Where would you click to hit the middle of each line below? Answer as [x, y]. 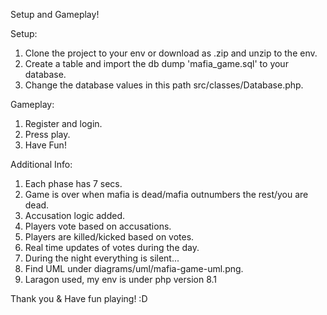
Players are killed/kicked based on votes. [109, 237]
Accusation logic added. [75, 215]
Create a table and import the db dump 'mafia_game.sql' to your [156, 63]
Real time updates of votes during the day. [112, 247]
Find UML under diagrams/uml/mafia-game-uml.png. [134, 268]
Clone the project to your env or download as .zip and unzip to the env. [171, 53]
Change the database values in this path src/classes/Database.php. [164, 85]
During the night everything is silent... [102, 258]
